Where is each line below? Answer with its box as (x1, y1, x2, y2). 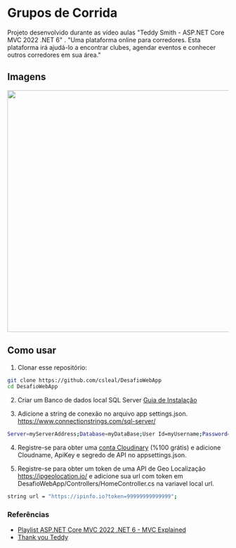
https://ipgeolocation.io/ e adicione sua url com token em (17, 472, 183, 480)
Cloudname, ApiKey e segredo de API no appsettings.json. (17, 451, 188, 459)
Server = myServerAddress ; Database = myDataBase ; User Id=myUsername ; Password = (7, 431, 231, 438)
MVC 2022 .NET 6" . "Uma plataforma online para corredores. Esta (7, 35, 201, 44)
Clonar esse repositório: (17, 363, 88, 371)
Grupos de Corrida (7, 5, 118, 21)
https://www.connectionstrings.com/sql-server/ (17, 417, 156, 426)
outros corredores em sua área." (7, 51, 101, 59)
